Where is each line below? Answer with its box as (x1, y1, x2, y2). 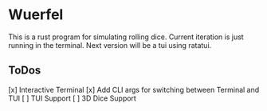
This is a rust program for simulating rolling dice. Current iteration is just (8, 32, 245, 42)
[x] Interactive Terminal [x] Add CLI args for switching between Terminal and (8, 85, 260, 94)
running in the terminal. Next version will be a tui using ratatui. (8, 40, 212, 50)
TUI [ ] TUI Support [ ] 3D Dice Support (8, 93, 137, 103)
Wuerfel (8, 6, 64, 24)
